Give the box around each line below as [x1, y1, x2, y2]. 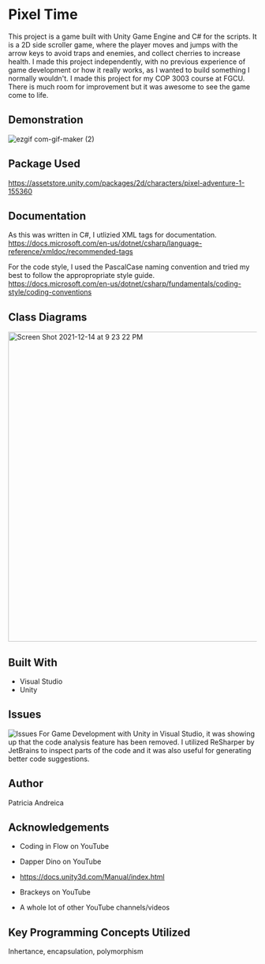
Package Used [8, 157, 80, 171]
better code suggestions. [8, 754, 90, 763]
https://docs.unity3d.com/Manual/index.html [19, 872, 165, 882]
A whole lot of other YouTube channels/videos [19, 902, 170, 913]
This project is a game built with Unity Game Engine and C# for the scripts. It [8, 32, 257, 41]
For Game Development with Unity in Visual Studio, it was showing [39, 729, 255, 738]
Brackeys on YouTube [19, 887, 91, 897]
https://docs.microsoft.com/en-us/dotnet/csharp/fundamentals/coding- [8, 279, 242, 289]
